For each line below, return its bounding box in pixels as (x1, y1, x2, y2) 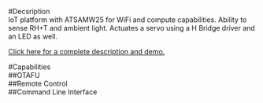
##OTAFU (8, 71, 41, 79)
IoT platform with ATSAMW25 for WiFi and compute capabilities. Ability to (8, 15, 247, 24)
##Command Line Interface (8, 87, 98, 97)
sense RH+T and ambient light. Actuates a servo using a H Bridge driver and (8, 24, 256, 32)
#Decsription (8, 7, 50, 16)
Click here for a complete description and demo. (8, 47, 165, 56)
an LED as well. (8, 31, 57, 41)
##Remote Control (8, 79, 69, 88)
